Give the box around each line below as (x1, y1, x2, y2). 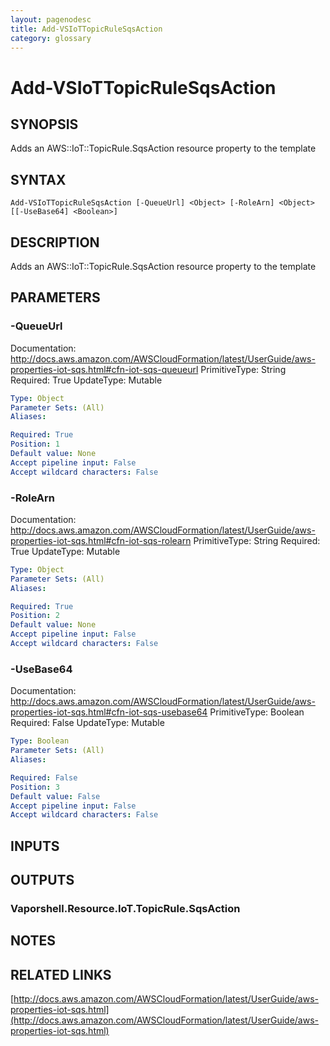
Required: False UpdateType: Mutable (10, 717, 165, 729)
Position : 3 (10, 782, 60, 792)
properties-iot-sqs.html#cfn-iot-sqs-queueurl (10, 363, 199, 375)
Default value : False (10, 791, 101, 801)
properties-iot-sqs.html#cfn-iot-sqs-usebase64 (10, 706, 208, 718)
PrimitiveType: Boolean (209, 706, 305, 718)
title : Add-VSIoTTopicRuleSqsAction (10, 24, 163, 34)
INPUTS (10, 837, 60, 855)
